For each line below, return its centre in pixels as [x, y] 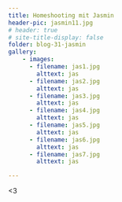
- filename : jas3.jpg [65, 96]
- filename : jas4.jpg [65, 111]
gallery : [22, 52]
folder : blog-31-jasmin [47, 45]
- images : [39, 60]
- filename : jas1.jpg [65, 67]
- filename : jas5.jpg [65, 125]
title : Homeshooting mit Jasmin [61, 15]
